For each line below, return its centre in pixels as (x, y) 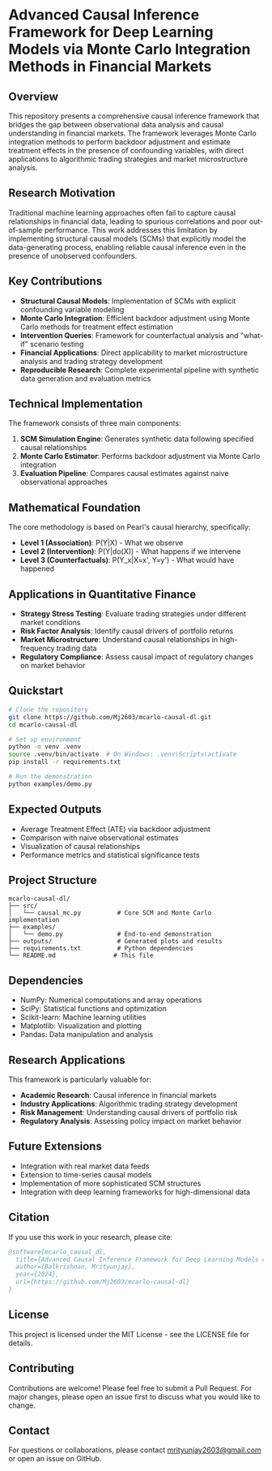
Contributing (41, 1368)
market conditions (50, 623)
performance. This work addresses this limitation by (131, 229)
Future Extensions (55, 1146)
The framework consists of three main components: (95, 423)
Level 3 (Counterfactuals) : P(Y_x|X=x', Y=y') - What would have (127, 560)
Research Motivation (62, 193)
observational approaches (64, 482)
